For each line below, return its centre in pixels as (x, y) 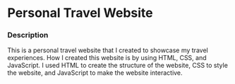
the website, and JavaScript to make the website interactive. (95, 73)
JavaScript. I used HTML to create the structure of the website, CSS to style (117, 66)
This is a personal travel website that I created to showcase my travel (108, 50)
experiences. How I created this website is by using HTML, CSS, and (107, 58)
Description (28, 35)
